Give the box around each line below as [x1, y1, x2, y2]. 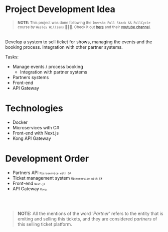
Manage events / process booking [12, 63, 83, 69]
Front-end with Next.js [12, 130, 59, 136]
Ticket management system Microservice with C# [12, 175, 103, 181]
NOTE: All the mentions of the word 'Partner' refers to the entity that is [17, 210, 163, 216]
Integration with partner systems [20, 69, 88, 75]
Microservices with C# [12, 124, 59, 130]
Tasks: [5, 54, 19, 60]
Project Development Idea [5, 4, 115, 15]
